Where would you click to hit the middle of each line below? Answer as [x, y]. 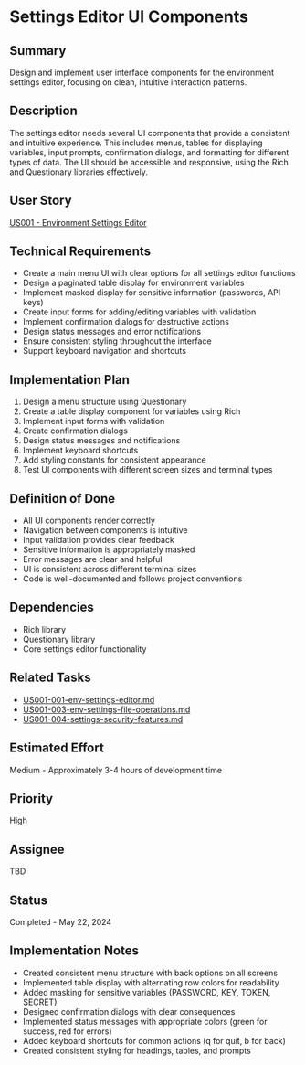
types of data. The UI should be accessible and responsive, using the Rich [149, 162]
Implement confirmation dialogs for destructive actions [126, 322]
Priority [31, 799]
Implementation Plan [70, 380]
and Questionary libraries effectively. [79, 172]
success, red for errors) [67, 1031]
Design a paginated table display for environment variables [133, 283]
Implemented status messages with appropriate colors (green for [145, 1021]
